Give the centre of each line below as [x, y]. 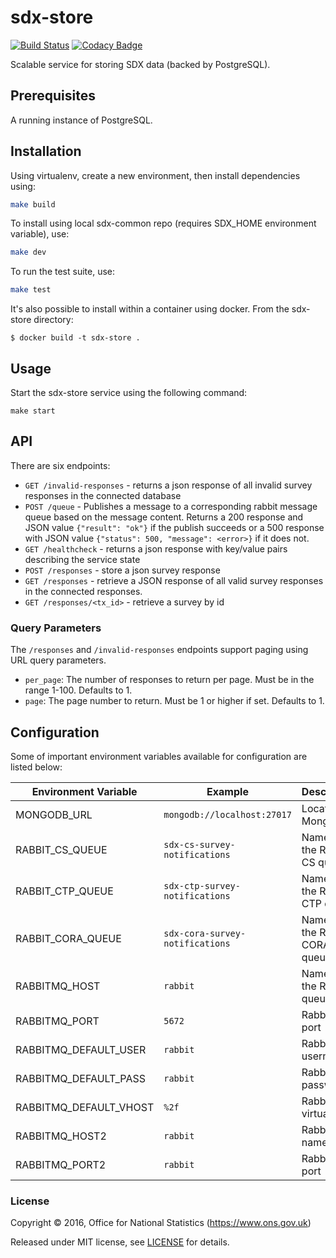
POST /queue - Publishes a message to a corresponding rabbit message [171, 506]
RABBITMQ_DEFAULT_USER [81, 1049]
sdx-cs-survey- [199, 844]
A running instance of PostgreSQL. [81, 120]
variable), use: [40, 234]
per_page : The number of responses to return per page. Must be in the [169, 680]
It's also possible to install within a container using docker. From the [150, 309]
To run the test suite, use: [63, 272]
